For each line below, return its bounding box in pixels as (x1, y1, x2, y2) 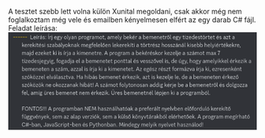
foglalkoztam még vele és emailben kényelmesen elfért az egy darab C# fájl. (8, 15, 256, 24)
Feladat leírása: (8, 24, 58, 32)
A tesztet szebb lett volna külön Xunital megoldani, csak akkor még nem (8, 7, 242, 16)
